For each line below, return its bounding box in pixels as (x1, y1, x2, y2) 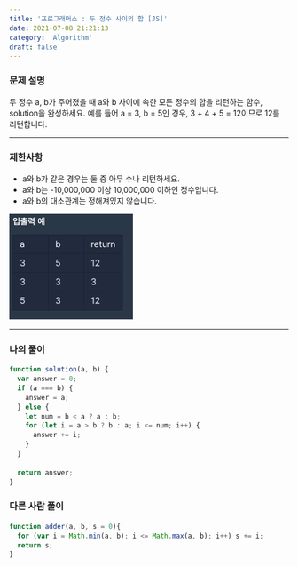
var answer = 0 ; (17, 374, 77, 384)
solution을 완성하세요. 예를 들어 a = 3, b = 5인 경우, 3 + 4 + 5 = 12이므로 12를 (9, 108, 280, 118)
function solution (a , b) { (9, 365, 109, 374)
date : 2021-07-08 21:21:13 (9, 23, 109, 33)
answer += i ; (32, 431, 82, 440)
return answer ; (17, 467, 74, 477)
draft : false (9, 43, 58, 52)
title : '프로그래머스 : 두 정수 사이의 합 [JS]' (9, 14, 169, 23)
